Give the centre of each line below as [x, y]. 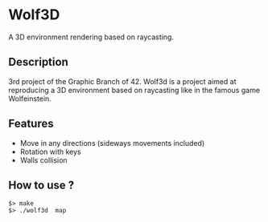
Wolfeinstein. [30, 99]
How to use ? [41, 185]
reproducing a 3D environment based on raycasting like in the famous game [134, 90]
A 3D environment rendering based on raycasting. [91, 37]
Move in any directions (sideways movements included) [112, 143]
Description [38, 62]
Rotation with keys [51, 151]
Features [31, 124]
